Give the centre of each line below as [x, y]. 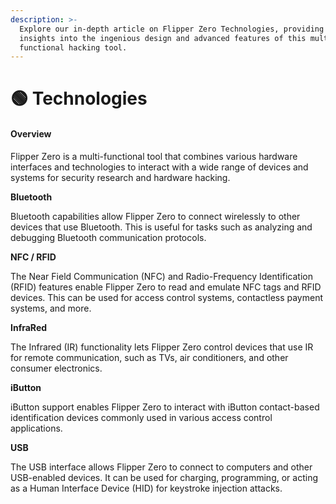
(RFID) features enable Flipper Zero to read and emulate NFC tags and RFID [166, 287]
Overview [31, 134]
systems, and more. [51, 308]
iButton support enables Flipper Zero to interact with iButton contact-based [165, 407]
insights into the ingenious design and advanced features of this [163, 38]
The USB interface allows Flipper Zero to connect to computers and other [161, 467]
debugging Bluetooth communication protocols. [108, 237]
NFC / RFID [33, 257]
